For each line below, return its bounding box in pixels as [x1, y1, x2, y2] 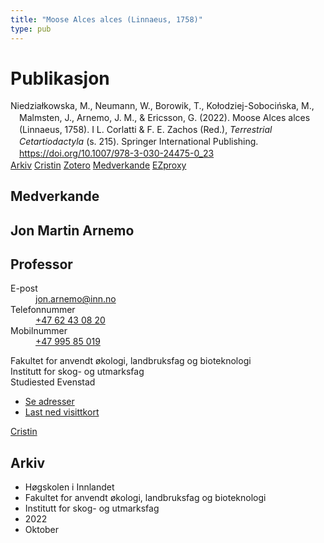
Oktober [24, 524, 60, 536]
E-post [10, 282, 38, 295]
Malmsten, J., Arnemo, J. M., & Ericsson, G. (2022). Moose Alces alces [19, 112, 311, 124]
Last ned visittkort [24, 406, 100, 418]
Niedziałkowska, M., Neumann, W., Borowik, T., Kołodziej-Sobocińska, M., [10, 100, 315, 112]
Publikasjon [10, 67, 110, 90]
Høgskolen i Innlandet [24, 481, 115, 493]
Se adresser [24, 396, 75, 408]
